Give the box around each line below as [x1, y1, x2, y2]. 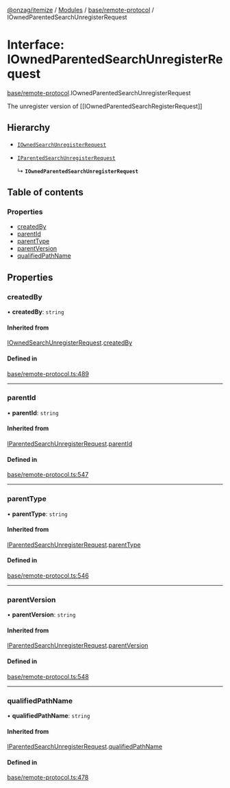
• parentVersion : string [7, 611, 76, 619]
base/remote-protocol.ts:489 [7, 369, 89, 378]
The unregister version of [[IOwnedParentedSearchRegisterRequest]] [7, 102, 203, 110]
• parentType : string [7, 510, 68, 518]
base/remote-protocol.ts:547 [7, 471, 89, 479]
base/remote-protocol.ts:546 [7, 571, 89, 580]
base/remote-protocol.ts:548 [7, 672, 89, 680]
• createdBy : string [7, 308, 64, 316]
